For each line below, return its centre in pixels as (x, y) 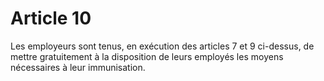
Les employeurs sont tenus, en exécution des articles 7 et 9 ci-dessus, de (162, 46)
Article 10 (51, 18)
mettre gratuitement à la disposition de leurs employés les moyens (147, 56)
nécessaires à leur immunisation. (78, 67)
